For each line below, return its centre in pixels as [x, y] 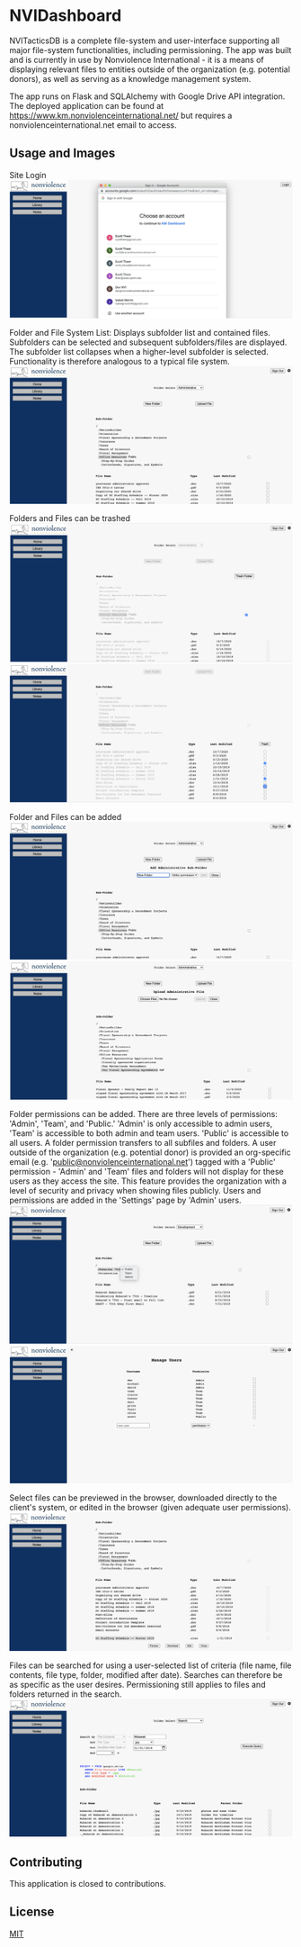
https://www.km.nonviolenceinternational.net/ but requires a [121, 115]
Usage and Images [62, 153]
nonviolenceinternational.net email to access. [93, 125]
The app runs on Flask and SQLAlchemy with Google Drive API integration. [147, 96]
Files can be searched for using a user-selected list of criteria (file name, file [150, 1665]
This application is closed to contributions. [88, 1883]
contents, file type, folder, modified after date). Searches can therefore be [146, 1674]
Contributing [46, 1862]
